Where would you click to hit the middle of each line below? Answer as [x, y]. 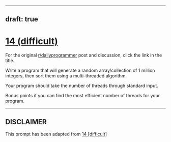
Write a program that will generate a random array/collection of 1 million [80, 70]
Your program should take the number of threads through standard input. [82, 86]
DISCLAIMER [26, 122]
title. [10, 61]
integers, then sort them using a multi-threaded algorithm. [66, 76]
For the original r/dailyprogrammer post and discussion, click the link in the [84, 55]
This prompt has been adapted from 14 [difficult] [56, 134]
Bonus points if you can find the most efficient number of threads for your [83, 96]
